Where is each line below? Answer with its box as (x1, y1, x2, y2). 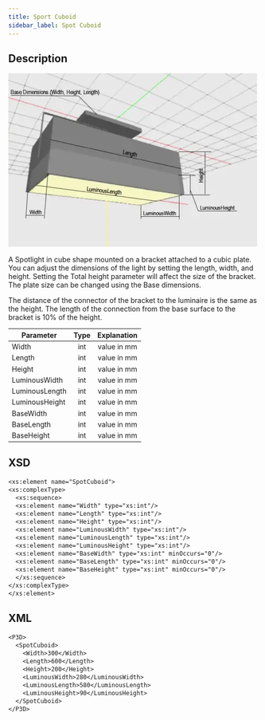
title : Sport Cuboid (8, 13, 77, 21)
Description (8, 52, 68, 65)
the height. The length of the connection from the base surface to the (8, 304, 236, 314)
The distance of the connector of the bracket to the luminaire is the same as (8, 296, 257, 305)
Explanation (97, 330, 138, 340)
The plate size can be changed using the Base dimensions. (8, 280, 201, 290)
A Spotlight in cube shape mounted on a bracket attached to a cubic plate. (8, 255, 252, 265)
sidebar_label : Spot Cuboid (8, 21, 102, 30)
